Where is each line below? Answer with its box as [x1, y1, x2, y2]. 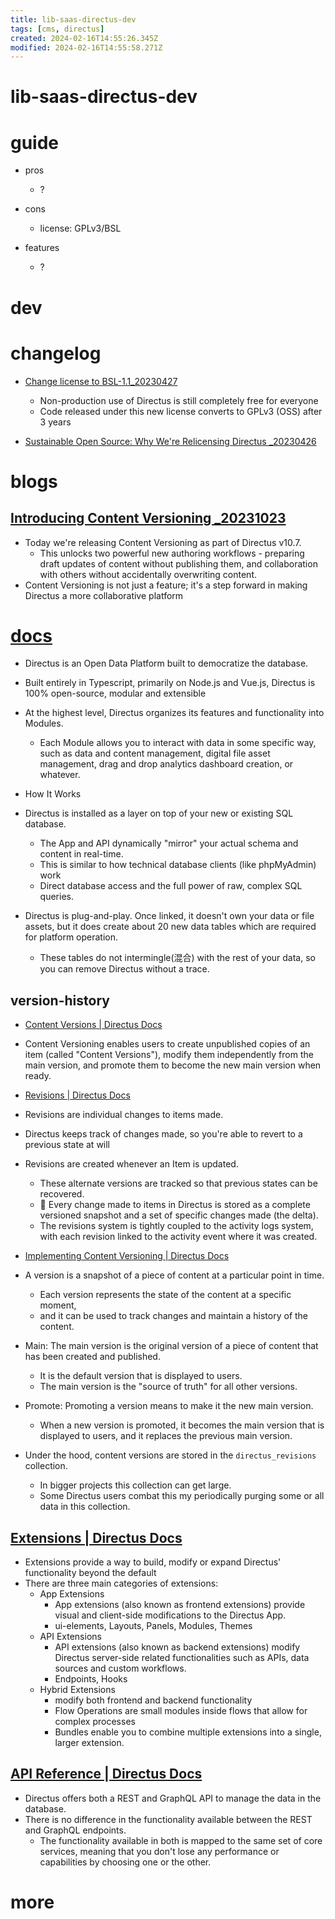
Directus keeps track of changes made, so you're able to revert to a [24, 1128, 303, 1140]
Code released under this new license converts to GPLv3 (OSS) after [39, 405, 323, 417]
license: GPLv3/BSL [39, 222, 122, 235]
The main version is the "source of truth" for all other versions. [39, 1381, 298, 1393]
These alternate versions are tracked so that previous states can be [39, 1177, 318, 1190]
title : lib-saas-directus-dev [10, 14, 137, 25]
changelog [10, 342, 102, 365]
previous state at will [24, 1139, 111, 1151]
